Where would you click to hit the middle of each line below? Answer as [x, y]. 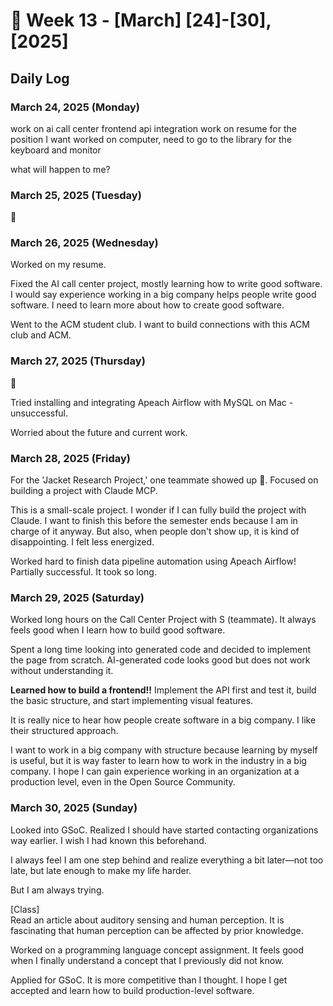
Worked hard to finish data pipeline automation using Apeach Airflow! [153, 561]
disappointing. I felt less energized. [82, 542]
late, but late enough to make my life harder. [101, 870]
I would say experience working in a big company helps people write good [163, 295]
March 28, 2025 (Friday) [70, 458]
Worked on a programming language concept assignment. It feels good [157, 950]
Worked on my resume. [58, 265]
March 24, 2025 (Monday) [75, 107]
